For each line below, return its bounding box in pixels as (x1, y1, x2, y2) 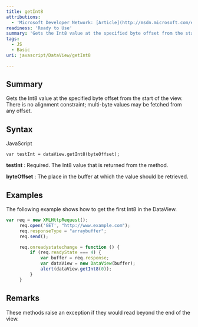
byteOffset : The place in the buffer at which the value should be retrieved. (6, 173, 189, 180)
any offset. (6, 107, 32, 115)
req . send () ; (19, 233, 49, 239)
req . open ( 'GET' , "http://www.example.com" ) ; (19, 222, 131, 228)
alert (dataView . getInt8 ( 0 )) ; (40, 266, 112, 272)
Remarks (6, 293, 40, 303)
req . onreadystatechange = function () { (19, 244, 120, 250)
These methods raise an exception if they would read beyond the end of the (6, 309, 190, 316)
